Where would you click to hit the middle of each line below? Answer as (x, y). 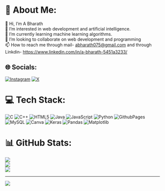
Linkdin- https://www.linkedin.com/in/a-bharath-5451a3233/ (66, 52)
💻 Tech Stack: (35, 100)
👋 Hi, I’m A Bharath (24, 24)
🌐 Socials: (21, 68)
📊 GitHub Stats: (39, 143)
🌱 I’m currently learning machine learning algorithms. (59, 34)
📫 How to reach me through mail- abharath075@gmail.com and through (79, 45)
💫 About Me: (31, 10)
